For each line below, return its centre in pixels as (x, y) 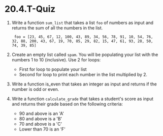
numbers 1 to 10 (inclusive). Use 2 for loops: (56, 59)
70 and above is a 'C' (41, 124)
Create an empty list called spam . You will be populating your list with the (85, 54)
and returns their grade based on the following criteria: (67, 104)
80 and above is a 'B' (40, 118)
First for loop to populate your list (53, 69)
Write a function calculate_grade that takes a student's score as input (82, 99)
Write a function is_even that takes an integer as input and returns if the (84, 84)
